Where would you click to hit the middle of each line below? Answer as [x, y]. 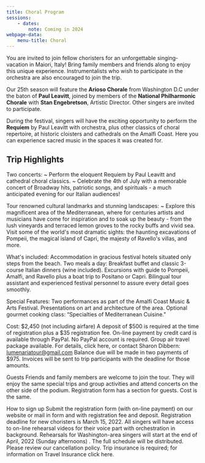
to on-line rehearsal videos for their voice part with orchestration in [91, 428]
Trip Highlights [35, 160]
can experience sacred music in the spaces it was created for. [85, 140]
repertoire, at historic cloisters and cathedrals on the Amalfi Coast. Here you [102, 134]
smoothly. [19, 289]
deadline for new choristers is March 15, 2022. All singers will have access [100, 421]
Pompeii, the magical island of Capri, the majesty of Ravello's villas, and [97, 238]
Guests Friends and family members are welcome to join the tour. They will [100, 377]
